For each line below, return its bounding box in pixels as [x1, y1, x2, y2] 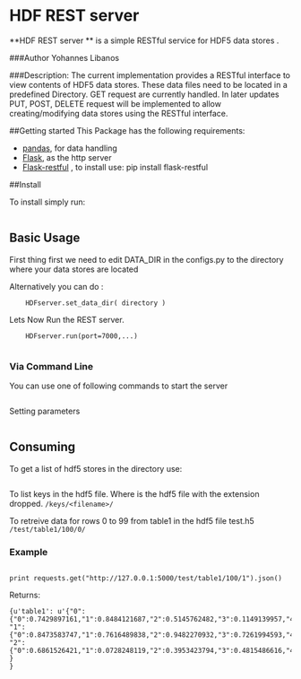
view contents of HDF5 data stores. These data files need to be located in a [9, 79, 288, 90]
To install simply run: [9, 196, 86, 207]
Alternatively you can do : [9, 281, 104, 292]
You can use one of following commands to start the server [9, 380, 228, 391]
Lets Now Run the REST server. [9, 314, 125, 325]
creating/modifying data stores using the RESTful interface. [9, 108, 228, 118]
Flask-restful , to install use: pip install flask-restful [21, 161, 209, 172]
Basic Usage [9, 231, 81, 246]
